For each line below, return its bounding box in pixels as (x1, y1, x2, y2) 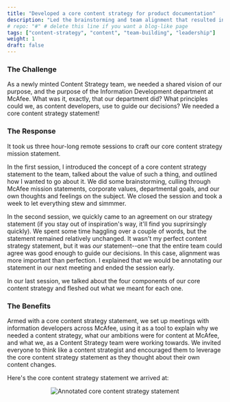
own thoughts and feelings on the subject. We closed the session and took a (7, 191, 222, 200)
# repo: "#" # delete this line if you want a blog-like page (7, 23, 188, 29)
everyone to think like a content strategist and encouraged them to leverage (7, 346, 221, 354)
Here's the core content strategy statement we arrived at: (7, 373, 169, 381)
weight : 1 (7, 36, 36, 43)
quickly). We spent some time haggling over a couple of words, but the (7, 227, 207, 235)
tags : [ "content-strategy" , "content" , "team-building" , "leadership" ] (7, 29, 216, 36)
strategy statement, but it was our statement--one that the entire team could (7, 241, 222, 250)
